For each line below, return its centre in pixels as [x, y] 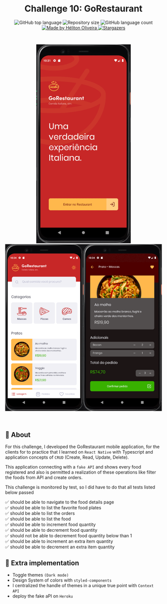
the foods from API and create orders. [44, 478]
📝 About [18, 434]
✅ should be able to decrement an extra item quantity [60, 547]
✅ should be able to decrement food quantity [51, 530]
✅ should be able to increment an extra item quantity [59, 541]
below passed [19, 492]
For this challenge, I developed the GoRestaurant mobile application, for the [83, 447]
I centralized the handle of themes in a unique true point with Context [83, 585]
